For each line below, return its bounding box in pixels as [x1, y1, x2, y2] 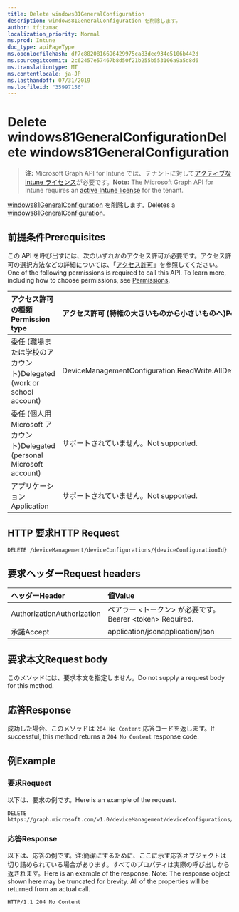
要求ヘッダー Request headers [7, 568, 141, 580]
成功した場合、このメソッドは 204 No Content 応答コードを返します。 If [7, 724, 215, 733]
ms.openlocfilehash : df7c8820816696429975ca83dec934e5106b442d [7, 51, 199, 58]
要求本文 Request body [7, 654, 108, 666]
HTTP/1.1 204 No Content [7, 898, 81, 906]
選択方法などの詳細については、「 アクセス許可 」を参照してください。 [19, 260, 222, 268]
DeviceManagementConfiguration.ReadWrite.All [62, 365, 223, 375]
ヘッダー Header [11, 590, 65, 600]
